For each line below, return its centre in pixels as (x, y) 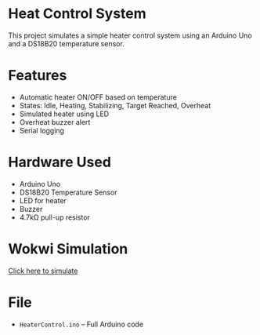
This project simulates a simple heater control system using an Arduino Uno (130, 35)
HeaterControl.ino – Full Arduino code (81, 324)
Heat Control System (77, 14)
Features (38, 76)
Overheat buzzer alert (55, 122)
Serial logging (42, 130)
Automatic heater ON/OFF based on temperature (98, 97)
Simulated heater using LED (64, 114)
